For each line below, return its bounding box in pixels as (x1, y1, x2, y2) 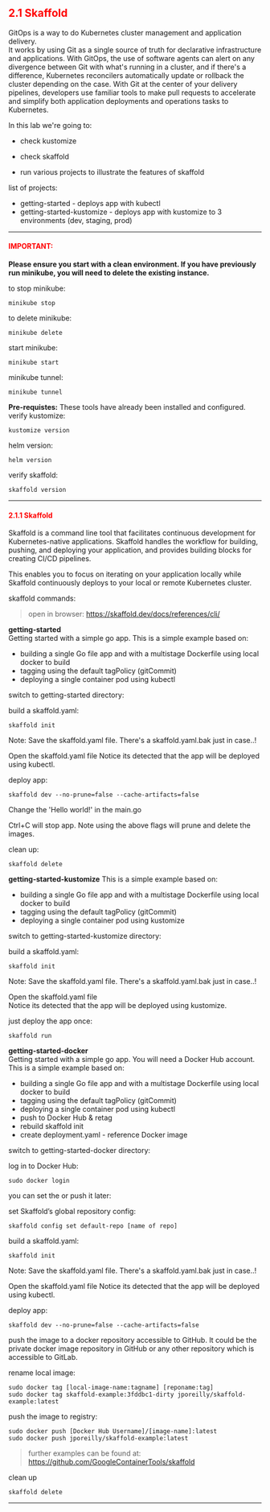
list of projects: (8, 183, 58, 192)
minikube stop (8, 300, 56, 308)
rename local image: (8, 1368, 76, 1378)
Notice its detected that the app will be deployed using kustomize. (8, 1001, 227, 1010)
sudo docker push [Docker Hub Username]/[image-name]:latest (8, 1427, 218, 1436)
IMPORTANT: (8, 242, 54, 251)
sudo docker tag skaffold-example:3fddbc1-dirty (8, 1390, 174, 1399)
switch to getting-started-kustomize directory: (8, 932, 162, 941)
